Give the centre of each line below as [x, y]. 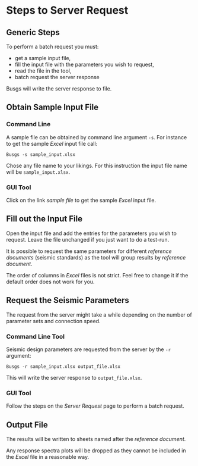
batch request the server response [57, 77]
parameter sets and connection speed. [53, 321]
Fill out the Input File [44, 219]
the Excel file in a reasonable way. [48, 457]
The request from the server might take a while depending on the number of [99, 315]
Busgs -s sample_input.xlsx [41, 154]
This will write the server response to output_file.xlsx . [74, 377]
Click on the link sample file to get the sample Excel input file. [81, 200]
